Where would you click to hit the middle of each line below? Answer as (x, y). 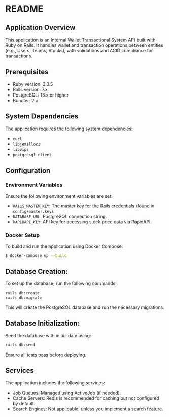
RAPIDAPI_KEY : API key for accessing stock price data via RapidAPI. (82, 222)
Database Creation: (37, 271)
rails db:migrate (24, 298)
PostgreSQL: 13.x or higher (41, 95)
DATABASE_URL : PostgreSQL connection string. (60, 217)
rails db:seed (20, 345)
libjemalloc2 (26, 144)
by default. (24, 403)
